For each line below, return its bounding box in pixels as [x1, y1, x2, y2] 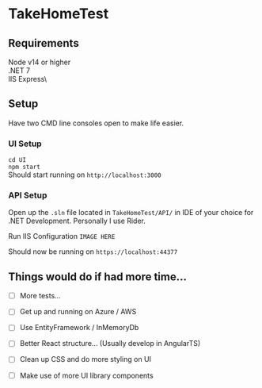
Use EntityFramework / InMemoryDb [19, 323, 139, 332]
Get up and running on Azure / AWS [19, 307, 137, 317]
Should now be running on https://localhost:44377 [8, 247, 178, 256]
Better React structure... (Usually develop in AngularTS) [19, 339, 201, 348]
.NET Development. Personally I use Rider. [8, 216, 146, 226]
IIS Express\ [8, 75, 47, 83]
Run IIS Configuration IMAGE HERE [8, 232, 116, 241]
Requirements [8, 36, 79, 50]
